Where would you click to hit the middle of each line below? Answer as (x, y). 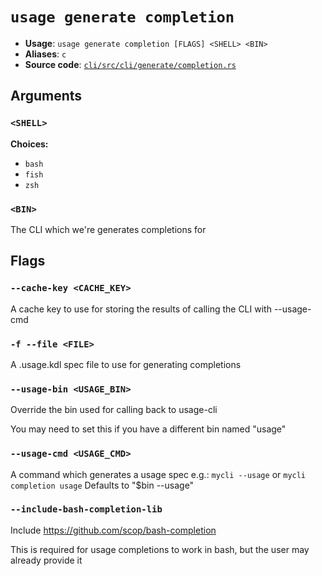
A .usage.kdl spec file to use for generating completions (126, 364)
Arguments (46, 96)
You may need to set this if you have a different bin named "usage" (148, 429)
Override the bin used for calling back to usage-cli (114, 410)
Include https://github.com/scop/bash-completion (113, 530)
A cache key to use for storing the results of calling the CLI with (141, 309)
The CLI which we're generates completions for (108, 229)
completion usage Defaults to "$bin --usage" (102, 485)
